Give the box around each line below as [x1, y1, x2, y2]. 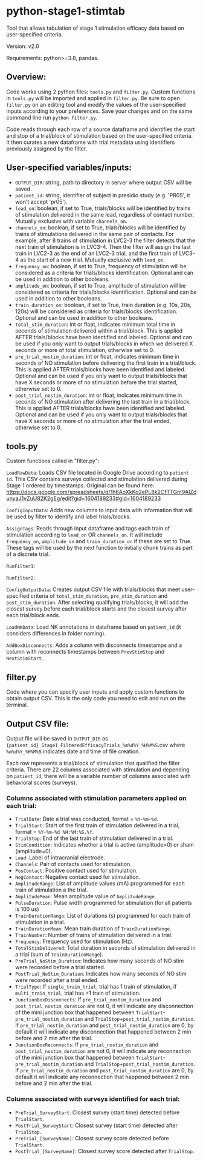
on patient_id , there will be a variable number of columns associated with [6, 773, 192, 779]
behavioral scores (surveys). [6, 779, 77, 786]
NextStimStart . [6, 654, 43, 662]
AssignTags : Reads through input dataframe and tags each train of [6, 525, 170, 532]
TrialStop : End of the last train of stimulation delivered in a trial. [14, 834, 174, 842]
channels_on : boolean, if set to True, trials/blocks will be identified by [14, 223, 186, 231]
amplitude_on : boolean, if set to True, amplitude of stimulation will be [14, 282, 186, 289]
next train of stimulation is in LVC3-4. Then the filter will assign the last [14, 243, 192, 250]
